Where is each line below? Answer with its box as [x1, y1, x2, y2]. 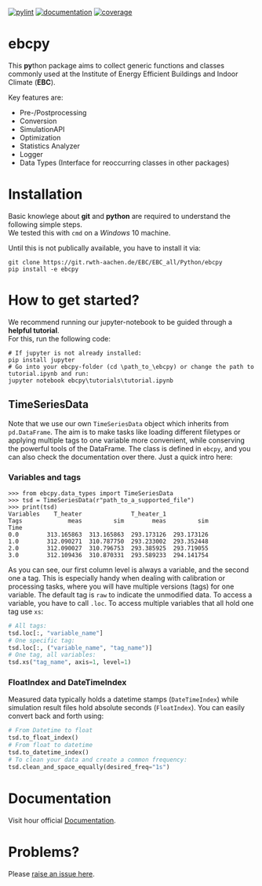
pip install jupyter [8, 355, 76, 364]
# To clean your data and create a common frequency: [8, 756, 188, 764]
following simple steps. [8, 220, 82, 229]
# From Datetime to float [8, 727, 93, 735]
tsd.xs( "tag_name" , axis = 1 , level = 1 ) [8, 658, 132, 666]
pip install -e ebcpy [8, 265, 79, 273]
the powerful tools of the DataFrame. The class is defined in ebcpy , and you [8, 443, 251, 453]
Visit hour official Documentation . [8, 815, 116, 825]
